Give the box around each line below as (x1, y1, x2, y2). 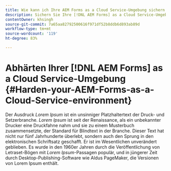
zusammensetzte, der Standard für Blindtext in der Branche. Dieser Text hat (5, 128, 164, 134)
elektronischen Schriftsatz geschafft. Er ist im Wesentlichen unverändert (5, 138, 157, 145)
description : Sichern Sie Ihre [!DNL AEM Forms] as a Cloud (5, 12, 136, 17)
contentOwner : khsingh (5, 17, 53, 22)
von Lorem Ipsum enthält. (5, 160, 59, 166)
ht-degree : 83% (5, 36, 38, 41)
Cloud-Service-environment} (5, 95, 132, 106)
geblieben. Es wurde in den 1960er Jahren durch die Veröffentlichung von (5, 144, 160, 150)
